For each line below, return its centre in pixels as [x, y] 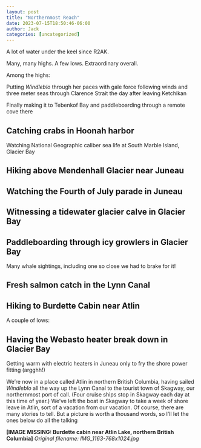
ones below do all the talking [42, 420]
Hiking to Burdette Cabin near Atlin [73, 306]
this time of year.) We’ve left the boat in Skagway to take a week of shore [97, 401]
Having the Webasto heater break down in [87, 339]
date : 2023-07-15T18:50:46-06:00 [48, 23]
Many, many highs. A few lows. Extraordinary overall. [72, 64]
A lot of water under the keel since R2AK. [58, 52]
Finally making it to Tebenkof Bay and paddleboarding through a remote [96, 105]
